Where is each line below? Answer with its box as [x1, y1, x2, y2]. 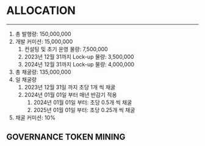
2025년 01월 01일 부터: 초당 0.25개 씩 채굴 [33, 106, 135, 113]
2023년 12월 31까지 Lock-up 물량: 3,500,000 [24, 53, 134, 60]
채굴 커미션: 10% [15, 114, 56, 121]
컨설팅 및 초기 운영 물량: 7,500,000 [24, 45, 108, 52]
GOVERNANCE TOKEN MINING [6, 132, 126, 142]
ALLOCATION [6, 4, 76, 18]
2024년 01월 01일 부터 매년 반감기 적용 [24, 91, 117, 98]
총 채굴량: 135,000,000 [15, 68, 71, 75]
